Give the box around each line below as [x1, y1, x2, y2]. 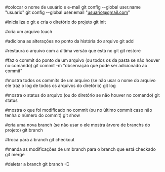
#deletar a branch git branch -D [5, 161, 70, 167]
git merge [5, 152, 25, 157]
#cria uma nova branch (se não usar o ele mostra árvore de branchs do [5, 122, 151, 128]
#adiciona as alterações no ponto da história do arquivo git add [5, 38, 134, 44]
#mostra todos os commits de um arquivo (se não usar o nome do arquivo [5, 78, 156, 83]
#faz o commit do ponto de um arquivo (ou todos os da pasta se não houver [5, 57, 160, 63]
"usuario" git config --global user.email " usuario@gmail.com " [5, 9, 130, 15]
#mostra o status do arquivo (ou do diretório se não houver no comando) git [5, 92, 160, 98]
